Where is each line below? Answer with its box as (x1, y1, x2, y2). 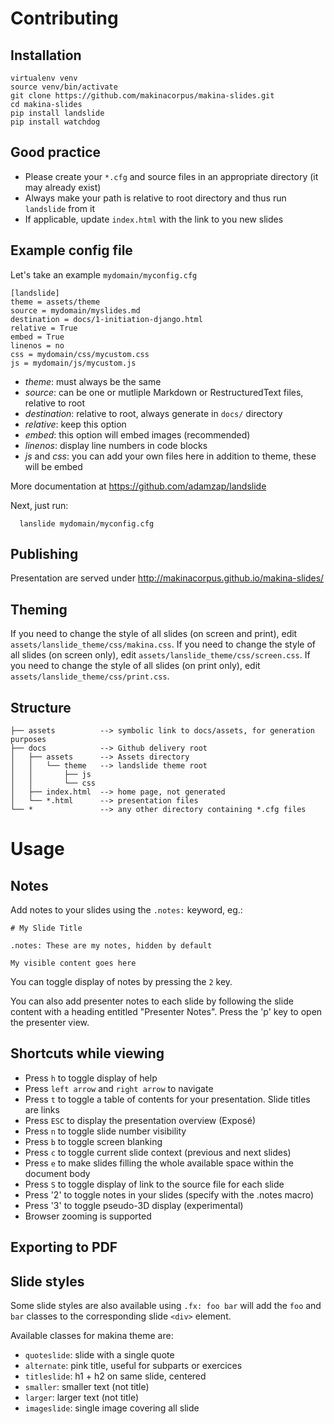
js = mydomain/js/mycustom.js (10, 358, 137, 368)
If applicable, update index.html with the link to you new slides (24, 213, 284, 225)
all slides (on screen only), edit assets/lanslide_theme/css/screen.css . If (10, 649, 311, 661)
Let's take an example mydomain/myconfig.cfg (10, 268, 198, 281)
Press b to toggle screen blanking (24, 1135, 163, 1147)
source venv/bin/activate (10, 82, 118, 92)
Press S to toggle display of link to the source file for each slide (24, 1178, 285, 1190)
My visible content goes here (10, 958, 137, 969)
